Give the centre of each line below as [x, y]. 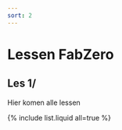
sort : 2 [20, 15]
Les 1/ [22, 84]
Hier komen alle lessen [44, 102]
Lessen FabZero [61, 54]
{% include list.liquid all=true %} [59, 117]
